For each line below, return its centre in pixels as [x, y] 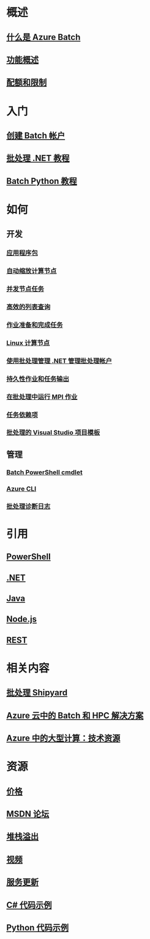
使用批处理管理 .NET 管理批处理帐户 [59, 361]
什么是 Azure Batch [43, 37]
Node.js [22, 619]
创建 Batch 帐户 [36, 135]
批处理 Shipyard [37, 693]
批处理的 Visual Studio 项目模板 [53, 432]
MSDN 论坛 [28, 814]
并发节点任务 [25, 289]
